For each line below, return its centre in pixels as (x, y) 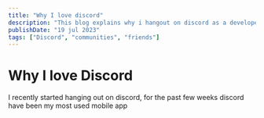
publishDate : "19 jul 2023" (54, 30)
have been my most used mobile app (68, 105)
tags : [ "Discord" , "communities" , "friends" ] (84, 37)
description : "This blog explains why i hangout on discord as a (117, 23)
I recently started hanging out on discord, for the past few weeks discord (126, 98)
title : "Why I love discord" (56, 15)
